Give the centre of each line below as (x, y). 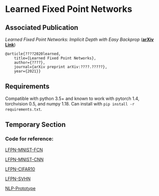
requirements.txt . (24, 109)
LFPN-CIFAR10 (20, 169)
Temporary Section (35, 125)
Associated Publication (42, 28)
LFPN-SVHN (18, 179)
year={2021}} (27, 71)
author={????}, (30, 63)
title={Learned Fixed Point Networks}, (55, 58)
